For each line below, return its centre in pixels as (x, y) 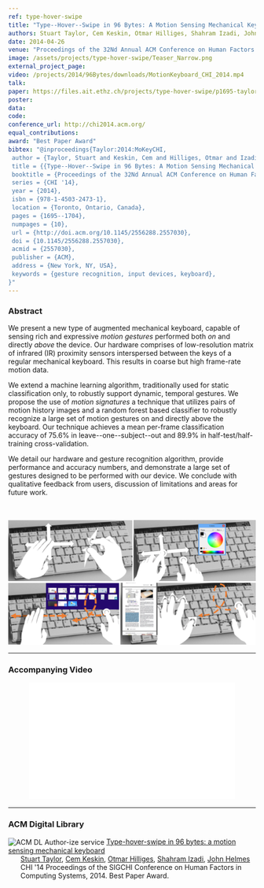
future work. (28, 492)
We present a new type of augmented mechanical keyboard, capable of (124, 327)
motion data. (29, 369)
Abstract (26, 311)
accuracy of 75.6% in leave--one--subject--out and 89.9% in (107, 435)
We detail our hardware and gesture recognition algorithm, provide (116, 459)
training (20, 443)
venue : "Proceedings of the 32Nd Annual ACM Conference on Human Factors (132, 50)
